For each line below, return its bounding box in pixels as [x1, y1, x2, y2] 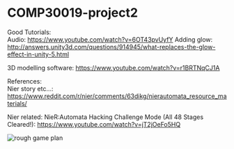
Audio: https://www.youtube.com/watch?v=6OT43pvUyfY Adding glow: [7, 35, 213, 43]
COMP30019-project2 [7, 5, 138, 21]
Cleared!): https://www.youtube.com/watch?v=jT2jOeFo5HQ [7, 120, 181, 128]
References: [7, 77, 42, 85]
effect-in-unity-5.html [7, 50, 70, 58]
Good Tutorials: [7, 28, 52, 36]
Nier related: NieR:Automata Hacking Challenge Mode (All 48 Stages [7, 113, 204, 121]
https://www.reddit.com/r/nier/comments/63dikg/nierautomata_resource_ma [7, 92, 227, 100]
